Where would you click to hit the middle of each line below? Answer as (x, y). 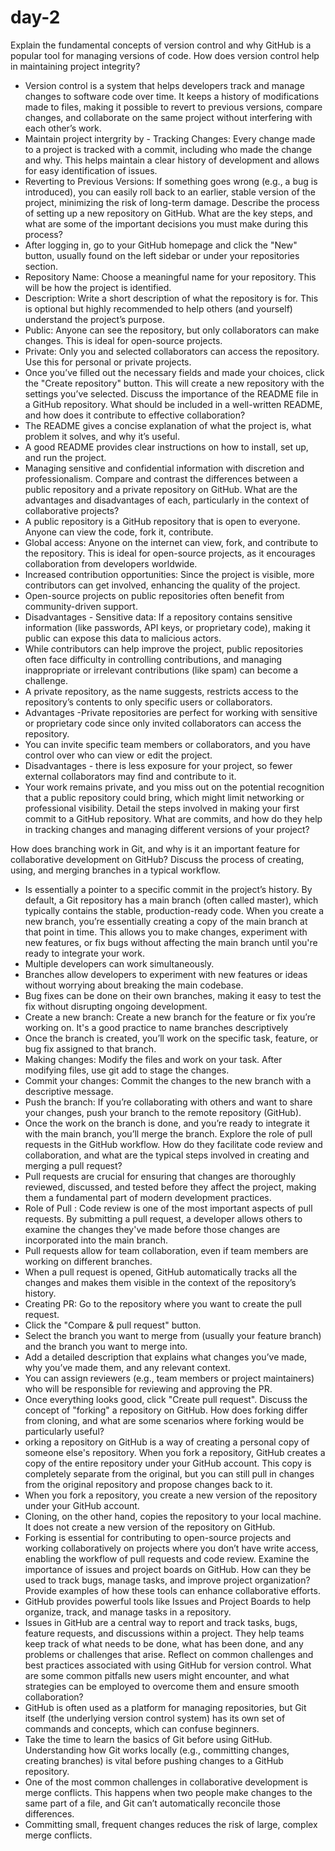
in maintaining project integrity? (75, 66)
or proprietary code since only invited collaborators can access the (163, 723)
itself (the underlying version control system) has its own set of (155, 1718)
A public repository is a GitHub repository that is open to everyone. (162, 521)
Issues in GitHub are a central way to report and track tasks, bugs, (161, 1622)
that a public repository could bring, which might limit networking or (164, 797)
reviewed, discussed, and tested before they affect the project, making (170, 1187)
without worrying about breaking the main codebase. (134, 985)
